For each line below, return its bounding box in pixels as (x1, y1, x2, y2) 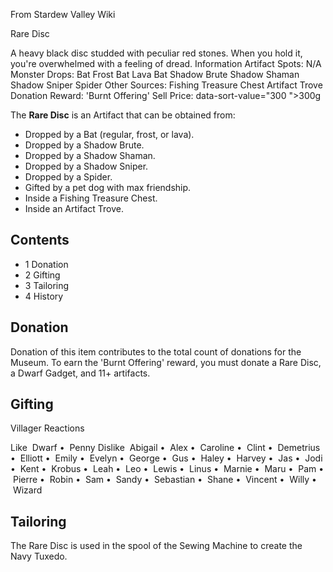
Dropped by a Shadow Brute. (24, 139, 145, 151)
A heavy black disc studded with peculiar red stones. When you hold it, (10, 47, 303, 59)
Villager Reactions (10, 422, 85, 434)
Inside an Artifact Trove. (24, 203, 125, 214)
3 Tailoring (24, 279, 70, 291)
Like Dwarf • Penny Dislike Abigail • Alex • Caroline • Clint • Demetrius (10, 442, 321, 454)
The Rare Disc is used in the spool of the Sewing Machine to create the (10, 540, 303, 552)
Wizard (12, 484, 43, 496)
